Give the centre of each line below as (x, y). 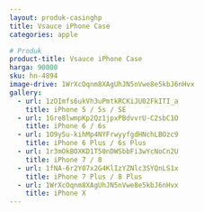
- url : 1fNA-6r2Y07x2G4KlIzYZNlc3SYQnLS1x (98, 168)
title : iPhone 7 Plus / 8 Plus (84, 177)
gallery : (26, 92)
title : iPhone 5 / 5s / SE (76, 109)
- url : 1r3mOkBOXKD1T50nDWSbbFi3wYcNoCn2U (98, 152)
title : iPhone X (56, 194)
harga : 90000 (34, 68)
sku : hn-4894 (34, 76)
